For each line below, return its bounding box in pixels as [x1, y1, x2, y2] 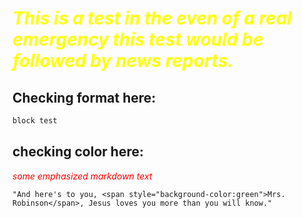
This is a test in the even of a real [12, 7, 292, 30]
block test [12, 116, 58, 126]
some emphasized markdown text [12, 170, 153, 182]
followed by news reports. [12, 50, 234, 72]
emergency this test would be [12, 28, 264, 51]
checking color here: [12, 143, 144, 161]
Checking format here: [12, 89, 157, 106]
